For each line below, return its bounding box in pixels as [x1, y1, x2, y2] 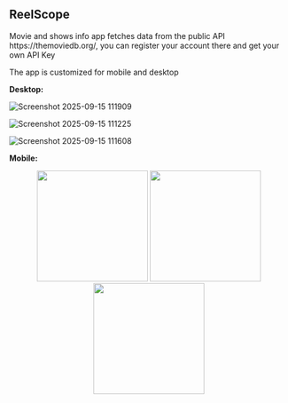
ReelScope [9, 7, 70, 22]
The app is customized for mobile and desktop [9, 67, 179, 77]
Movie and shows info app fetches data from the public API [9, 30, 226, 41]
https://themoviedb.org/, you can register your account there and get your [9, 40, 280, 51]
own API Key [9, 49, 56, 60]
